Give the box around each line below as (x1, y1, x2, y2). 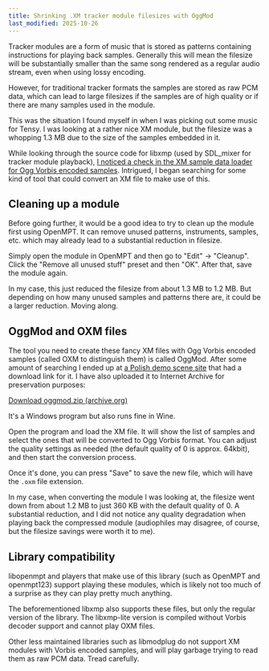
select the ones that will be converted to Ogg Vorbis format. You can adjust (8, 436, 257, 445)
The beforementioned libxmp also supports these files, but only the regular (8, 603, 256, 613)
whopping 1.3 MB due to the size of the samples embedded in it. (8, 132, 221, 142)
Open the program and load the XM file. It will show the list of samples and (8, 427, 255, 437)
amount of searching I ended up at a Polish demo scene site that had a (8, 363, 243, 373)
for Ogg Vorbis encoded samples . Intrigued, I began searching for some (8, 165, 247, 175)
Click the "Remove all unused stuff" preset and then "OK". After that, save (8, 259, 253, 270)
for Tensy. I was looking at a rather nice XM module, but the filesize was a (8, 124, 253, 134)
